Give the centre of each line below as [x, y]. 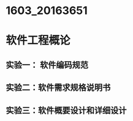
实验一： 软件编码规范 [47, 65]
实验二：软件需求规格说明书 [58, 88]
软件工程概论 [38, 41]
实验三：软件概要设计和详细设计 [66, 110]
